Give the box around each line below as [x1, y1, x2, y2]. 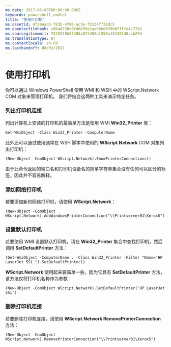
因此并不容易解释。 [14, 172, 54, 178]
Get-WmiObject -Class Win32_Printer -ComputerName [5, 130, 115, 135]
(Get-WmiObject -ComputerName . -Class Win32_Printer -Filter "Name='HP [5, 255, 163, 260]
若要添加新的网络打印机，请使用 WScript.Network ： [5, 199, 116, 205]
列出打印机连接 [5, 107, 42, 114]
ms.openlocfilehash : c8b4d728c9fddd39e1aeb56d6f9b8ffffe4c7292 [5, 27, 142, 32]
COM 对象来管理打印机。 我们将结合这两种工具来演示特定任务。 [5, 93, 139, 100]
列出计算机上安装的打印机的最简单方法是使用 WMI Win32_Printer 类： [5, 119, 153, 126]
